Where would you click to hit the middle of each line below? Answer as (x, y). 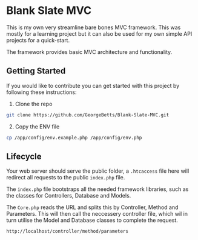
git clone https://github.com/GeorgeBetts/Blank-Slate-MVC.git (88, 115)
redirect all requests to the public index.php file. (66, 178)
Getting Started (36, 71)
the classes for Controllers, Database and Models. (69, 196)
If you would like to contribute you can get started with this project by (93, 85)
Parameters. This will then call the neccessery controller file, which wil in (97, 214)
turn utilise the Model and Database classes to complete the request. (92, 220)
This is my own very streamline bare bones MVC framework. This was (94, 27)
